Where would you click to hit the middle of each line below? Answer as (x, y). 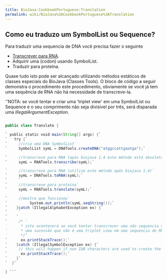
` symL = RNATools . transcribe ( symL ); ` (50, 162)
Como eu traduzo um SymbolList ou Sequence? (80, 35)
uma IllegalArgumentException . (37, 112)
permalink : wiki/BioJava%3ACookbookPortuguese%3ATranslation (70, 14)
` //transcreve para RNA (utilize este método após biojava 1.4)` (80, 171)
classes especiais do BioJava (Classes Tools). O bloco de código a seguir (81, 81)
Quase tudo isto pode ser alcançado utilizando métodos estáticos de (76, 76)
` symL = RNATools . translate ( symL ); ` (49, 189)
